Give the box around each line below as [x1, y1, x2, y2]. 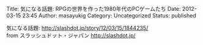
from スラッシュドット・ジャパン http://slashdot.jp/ [6, 32, 136, 39]
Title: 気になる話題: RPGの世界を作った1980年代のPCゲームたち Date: [6, 5, 182, 12]
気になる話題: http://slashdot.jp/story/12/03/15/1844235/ [6, 25, 149, 31]
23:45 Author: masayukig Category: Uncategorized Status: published [22, 12, 197, 19]
